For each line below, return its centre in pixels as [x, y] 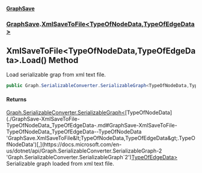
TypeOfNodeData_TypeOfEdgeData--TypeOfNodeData [74, 132]
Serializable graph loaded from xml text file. [60, 164]
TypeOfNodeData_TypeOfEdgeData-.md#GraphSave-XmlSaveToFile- [92, 126]
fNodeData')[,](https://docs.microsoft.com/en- [64, 145]
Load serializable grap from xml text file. [56, 74]
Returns [17, 99]
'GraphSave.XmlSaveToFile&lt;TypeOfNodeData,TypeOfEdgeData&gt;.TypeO [101, 138]
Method [63, 60]
